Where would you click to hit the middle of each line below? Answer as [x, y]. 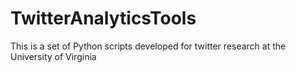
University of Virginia [53, 56]
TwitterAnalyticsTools [103, 18]
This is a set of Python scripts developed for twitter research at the [148, 46]
